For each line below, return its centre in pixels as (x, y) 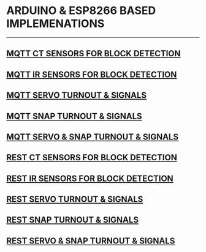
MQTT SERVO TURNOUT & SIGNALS (77, 95)
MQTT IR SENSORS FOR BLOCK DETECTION (92, 74)
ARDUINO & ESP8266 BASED (81, 11)
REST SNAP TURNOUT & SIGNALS (73, 220)
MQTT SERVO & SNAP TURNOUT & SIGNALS (93, 137)
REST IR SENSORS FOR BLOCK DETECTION (90, 178)
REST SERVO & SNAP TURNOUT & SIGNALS (91, 241)
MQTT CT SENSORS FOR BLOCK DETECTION (93, 54)
